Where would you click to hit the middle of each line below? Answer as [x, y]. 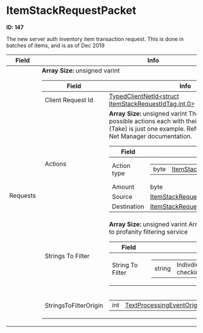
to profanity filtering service [149, 231]
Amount [123, 187]
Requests [23, 196]
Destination [128, 206]
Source [122, 196]
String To [125, 265]
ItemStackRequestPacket [71, 11]
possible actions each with [147, 121]
